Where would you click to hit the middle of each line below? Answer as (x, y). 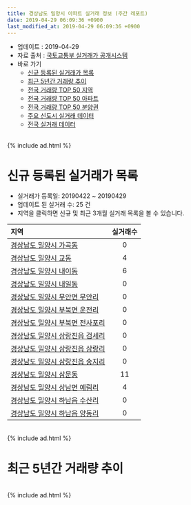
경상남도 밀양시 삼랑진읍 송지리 (58, 362)
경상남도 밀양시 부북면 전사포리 (58, 323)
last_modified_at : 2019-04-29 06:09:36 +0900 (73, 26)
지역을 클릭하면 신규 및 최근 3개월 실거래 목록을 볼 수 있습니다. (101, 213)
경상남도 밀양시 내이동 (44, 271)
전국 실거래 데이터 (51, 124)
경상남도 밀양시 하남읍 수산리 (55, 401)
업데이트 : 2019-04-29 (48, 47)
